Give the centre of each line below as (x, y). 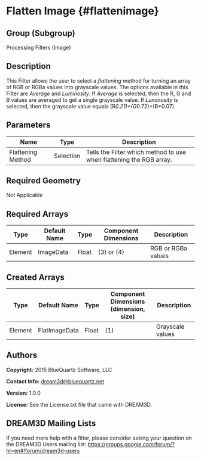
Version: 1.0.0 (23, 393)
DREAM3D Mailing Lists (51, 423)
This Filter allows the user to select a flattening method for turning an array (99, 81)
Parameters (28, 125)
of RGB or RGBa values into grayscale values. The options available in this (97, 87)
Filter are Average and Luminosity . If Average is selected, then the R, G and (99, 93)
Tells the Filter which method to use (136, 152)
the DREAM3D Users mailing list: (46, 444)
